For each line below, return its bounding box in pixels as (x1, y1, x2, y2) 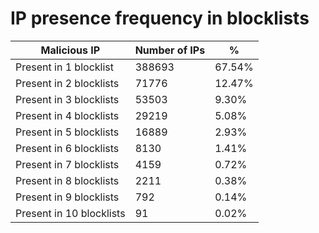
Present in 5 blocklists (15, 125, 120, 139)
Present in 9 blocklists (15, 190, 120, 204)
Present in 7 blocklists (15, 157, 120, 171)
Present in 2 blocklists (15, 76, 120, 90)
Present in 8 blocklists (15, 173, 120, 187)
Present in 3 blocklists (15, 92, 120, 106)
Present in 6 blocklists (15, 141, 120, 155)
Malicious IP (40, 43, 101, 57)
